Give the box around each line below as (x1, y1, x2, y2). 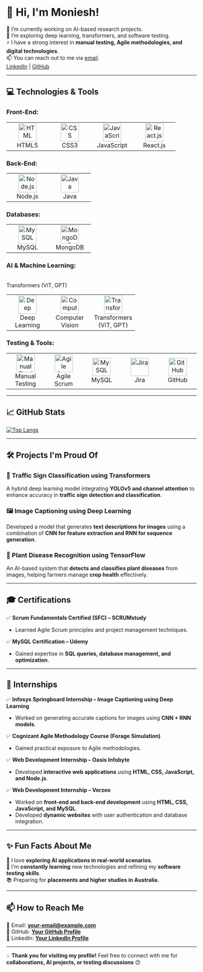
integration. (14, 817, 44, 825)
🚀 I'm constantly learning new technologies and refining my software (6, 863, 181, 870)
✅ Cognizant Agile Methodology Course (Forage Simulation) (6, 732, 161, 739)
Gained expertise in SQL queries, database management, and (14, 650, 171, 657)
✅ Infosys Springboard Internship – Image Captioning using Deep (6, 695, 173, 703)
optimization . (14, 656, 50, 664)
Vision (60, 320, 79, 329)
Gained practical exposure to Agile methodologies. (14, 744, 141, 751)
